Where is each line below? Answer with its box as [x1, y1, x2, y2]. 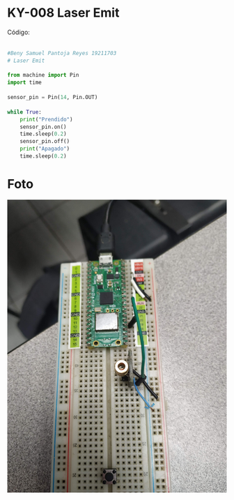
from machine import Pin [7, 72, 79, 79]
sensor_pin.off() [19, 138, 70, 145]
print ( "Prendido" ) [19, 116, 73, 123]
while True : [7, 108, 42, 116]
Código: [7, 28, 30, 36]
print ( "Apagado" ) [19, 145, 70, 153]
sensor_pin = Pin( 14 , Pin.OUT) [7, 94, 98, 101]
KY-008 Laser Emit [7, 5, 120, 21]
